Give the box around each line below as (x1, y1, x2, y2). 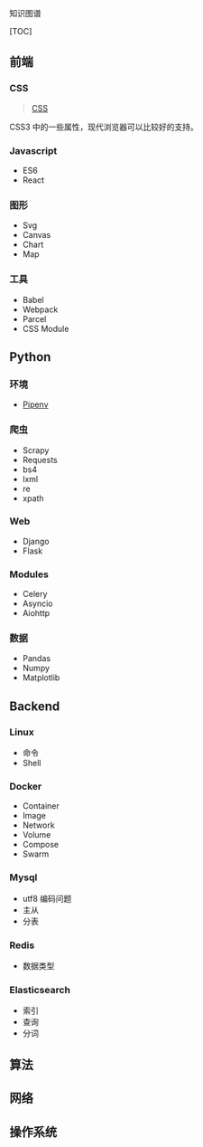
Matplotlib (22, 672, 60, 683)
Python (9, 349, 51, 365)
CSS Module (22, 323, 69, 334)
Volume (22, 829, 51, 840)
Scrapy (22, 444, 50, 455)
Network (22, 820, 56, 830)
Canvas (22, 230, 51, 241)
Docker (9, 781, 42, 793)
